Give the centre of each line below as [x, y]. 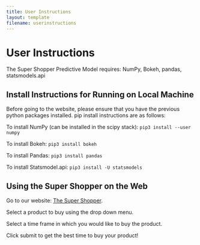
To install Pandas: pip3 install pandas [54, 156]
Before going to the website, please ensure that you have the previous [93, 109]
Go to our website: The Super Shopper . [55, 200]
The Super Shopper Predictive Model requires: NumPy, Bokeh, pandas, [94, 69]
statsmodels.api [26, 76]
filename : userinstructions [41, 23]
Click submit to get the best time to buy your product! [72, 235]
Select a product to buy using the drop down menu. [70, 212]
